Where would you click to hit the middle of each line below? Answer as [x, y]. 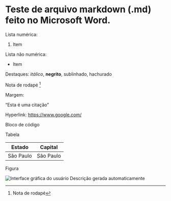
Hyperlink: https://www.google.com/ [44, 115]
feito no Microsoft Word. [58, 20]
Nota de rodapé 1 [23, 84]
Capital [49, 147]
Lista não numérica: [26, 54]
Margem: [15, 95]
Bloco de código [22, 124]
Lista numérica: [21, 34]
